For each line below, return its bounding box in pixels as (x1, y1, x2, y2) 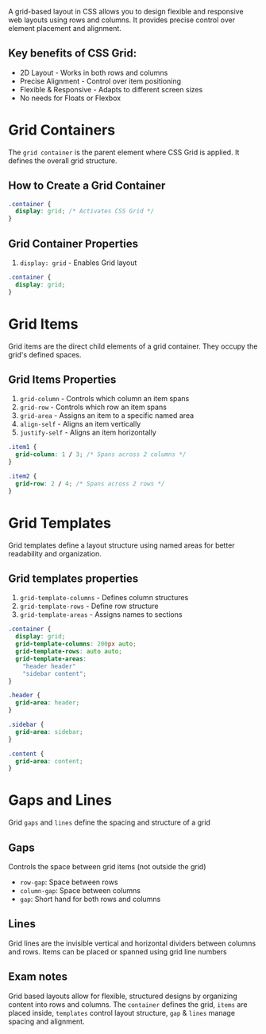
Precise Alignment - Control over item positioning (19, 76, 181, 86)
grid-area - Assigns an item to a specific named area (19, 411, 195, 420)
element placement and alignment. (8, 24, 121, 33)
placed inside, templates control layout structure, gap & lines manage (8, 1008, 236, 1017)
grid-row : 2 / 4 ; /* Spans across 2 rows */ (15, 479, 165, 488)
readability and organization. (8, 548, 102, 558)
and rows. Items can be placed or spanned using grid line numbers (8, 946, 228, 956)
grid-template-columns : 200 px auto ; (15, 640, 137, 648)
